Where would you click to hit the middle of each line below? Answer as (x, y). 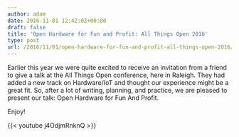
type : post (23, 41)
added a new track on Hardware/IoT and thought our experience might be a (118, 82)
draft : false (27, 27)
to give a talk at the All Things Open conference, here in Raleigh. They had (116, 75)
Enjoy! (17, 112)
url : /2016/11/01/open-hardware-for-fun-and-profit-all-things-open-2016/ (121, 47)
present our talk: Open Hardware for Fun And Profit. (83, 98)
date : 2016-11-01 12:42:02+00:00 (57, 21)
